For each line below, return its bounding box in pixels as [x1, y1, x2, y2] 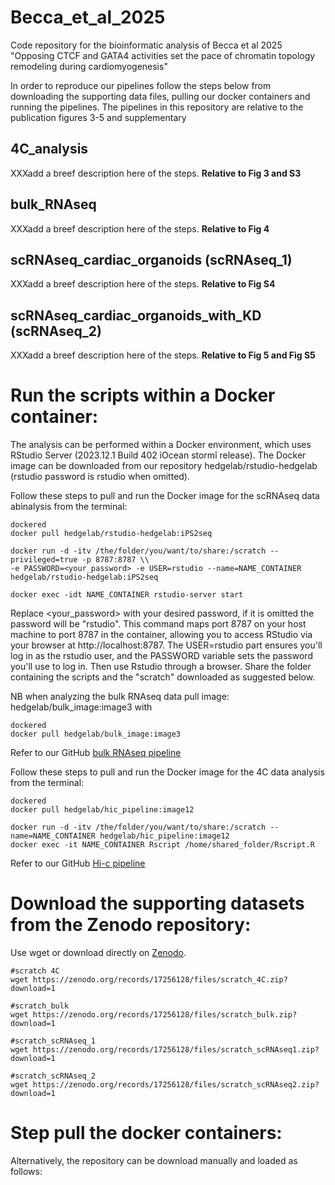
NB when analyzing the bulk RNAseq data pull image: [10, 691, 230, 703]
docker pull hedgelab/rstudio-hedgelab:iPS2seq [10, 529, 213, 539]
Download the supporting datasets [10, 892, 305, 915]
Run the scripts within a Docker [10, 384, 276, 407]
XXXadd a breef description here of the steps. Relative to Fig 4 [10, 222, 270, 235]
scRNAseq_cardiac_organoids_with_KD [10, 307, 262, 324]
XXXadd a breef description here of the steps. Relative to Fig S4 [10, 278, 276, 290]
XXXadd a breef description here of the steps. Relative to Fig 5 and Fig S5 [10, 349, 316, 361]
